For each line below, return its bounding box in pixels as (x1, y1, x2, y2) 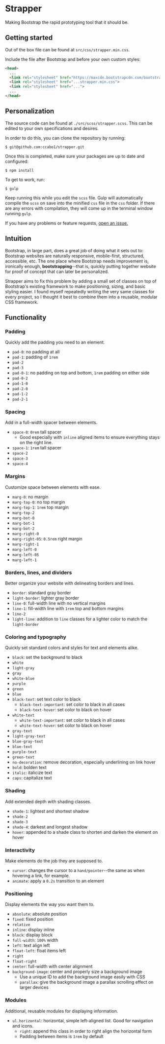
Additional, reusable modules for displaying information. (5, 1008, 118, 1014)
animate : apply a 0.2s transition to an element (12, 878, 104, 884)
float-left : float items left (12, 948, 66, 954)
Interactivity (5, 847, 35, 853)
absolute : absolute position (12, 911, 67, 917)
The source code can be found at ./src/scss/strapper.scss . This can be (5, 120, 153, 126)
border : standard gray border (12, 590, 71, 596)
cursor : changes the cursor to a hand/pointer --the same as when (12, 867, 145, 873)
